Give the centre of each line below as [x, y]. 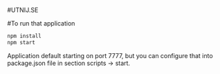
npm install [24, 36]
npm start [21, 42]
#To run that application [41, 23]
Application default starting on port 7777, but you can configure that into [110, 55]
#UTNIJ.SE [23, 10]
